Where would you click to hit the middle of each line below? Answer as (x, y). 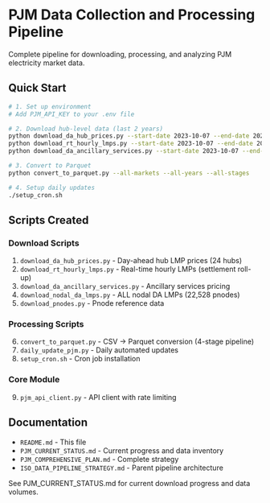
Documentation (48, 423)
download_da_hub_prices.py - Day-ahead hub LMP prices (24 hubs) (131, 261)
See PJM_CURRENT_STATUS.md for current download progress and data (129, 483)
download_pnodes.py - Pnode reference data (92, 303)
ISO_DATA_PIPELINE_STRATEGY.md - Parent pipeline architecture (121, 468)
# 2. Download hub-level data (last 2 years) (86, 129)
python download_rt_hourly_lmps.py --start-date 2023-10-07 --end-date (131, 144)
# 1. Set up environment (50, 106)
